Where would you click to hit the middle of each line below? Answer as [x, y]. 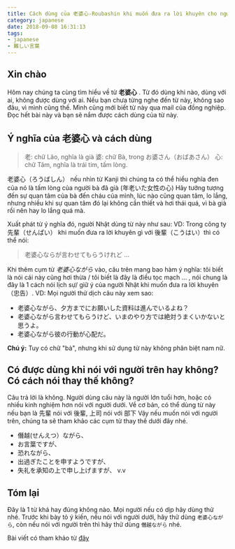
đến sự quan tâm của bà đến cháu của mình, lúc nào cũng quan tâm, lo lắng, [117, 196]
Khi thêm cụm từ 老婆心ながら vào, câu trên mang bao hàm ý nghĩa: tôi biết [115, 269]
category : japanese [36, 20]
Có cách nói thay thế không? [71, 381]
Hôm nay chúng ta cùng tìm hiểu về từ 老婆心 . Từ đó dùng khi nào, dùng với [117, 92]
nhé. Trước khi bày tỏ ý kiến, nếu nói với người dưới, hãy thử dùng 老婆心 [110, 517]
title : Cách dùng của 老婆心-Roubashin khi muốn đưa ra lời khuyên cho [112, 14]
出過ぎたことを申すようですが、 [63, 462]
